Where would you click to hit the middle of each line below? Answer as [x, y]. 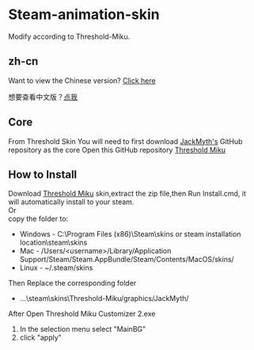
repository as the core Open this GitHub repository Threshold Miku [117, 150]
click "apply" [40, 337]
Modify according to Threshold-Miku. [69, 36]
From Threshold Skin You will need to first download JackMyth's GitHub [125, 141]
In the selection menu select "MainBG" [83, 329]
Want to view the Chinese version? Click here [82, 80]
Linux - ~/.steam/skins [56, 268]
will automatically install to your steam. [71, 202]
